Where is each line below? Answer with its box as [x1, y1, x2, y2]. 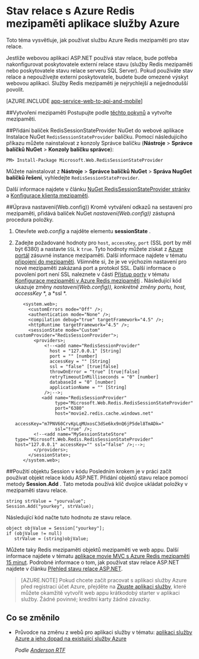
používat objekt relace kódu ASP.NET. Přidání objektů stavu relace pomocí [6, 474, 188, 481]
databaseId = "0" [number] [49, 379, 116, 385]
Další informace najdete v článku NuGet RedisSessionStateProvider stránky [6, 186, 191, 193]
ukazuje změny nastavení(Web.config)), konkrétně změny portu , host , [14, 283, 187, 290]
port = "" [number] [49, 353, 98, 359]
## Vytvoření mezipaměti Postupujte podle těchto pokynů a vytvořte [6, 109, 172, 116]
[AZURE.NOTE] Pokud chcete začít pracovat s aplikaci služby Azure [20, 576, 187, 583]
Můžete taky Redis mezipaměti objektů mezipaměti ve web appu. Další [6, 546, 179, 553]
